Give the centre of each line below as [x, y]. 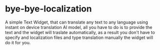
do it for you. [18, 42]
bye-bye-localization [49, 9]
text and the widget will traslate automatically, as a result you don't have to [80, 32]
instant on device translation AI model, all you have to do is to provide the [79, 27]
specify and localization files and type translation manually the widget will [79, 37]
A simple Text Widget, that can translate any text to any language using [77, 22]
